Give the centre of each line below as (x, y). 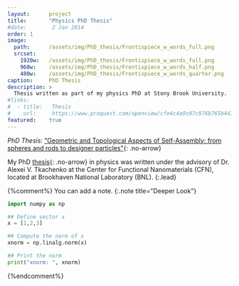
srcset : (25, 54)
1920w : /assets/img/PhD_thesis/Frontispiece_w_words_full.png (117, 61)
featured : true (34, 120)
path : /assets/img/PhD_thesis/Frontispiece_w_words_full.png (114, 47)
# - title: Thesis (39, 107)
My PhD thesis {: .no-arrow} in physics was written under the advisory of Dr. (118, 162)
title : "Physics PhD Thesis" (60, 21)
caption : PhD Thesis (44, 80)
